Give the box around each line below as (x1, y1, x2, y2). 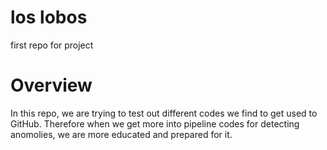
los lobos (10, 6, 88, 29)
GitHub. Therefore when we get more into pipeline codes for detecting (10, 117, 300, 130)
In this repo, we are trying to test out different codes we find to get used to (10, 107, 318, 119)
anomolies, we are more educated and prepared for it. (10, 128, 233, 140)
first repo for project (10, 39, 94, 51)
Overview (10, 74, 93, 97)
